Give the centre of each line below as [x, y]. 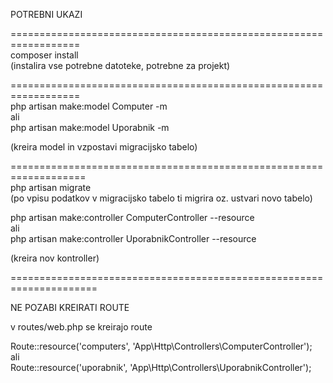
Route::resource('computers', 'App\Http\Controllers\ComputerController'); [161, 346]
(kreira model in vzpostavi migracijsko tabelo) [104, 147]
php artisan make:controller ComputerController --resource [132, 217]
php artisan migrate [51, 187]
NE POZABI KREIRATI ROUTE [70, 307]
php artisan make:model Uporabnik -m [90, 127]
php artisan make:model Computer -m [89, 106]
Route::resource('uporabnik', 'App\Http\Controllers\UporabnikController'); [161, 367]
